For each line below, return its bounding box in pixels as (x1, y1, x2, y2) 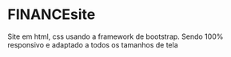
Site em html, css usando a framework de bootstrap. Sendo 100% (7, 32, 224, 41)
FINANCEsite (7, 6, 96, 24)
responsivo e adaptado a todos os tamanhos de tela (7, 40, 179, 49)
